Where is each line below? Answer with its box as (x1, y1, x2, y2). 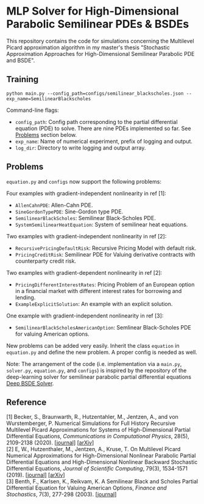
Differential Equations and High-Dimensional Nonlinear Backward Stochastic (6, 458, 198, 466)
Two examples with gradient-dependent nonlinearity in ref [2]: (6, 269, 163, 276)
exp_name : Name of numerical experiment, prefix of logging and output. (15, 137, 193, 145)
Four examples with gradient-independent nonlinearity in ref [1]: (6, 190, 166, 197)
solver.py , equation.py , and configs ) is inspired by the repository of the (6, 367, 187, 374)
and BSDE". (6, 57, 35, 64)
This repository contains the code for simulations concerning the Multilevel (6, 37, 194, 44)
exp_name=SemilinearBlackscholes (6, 95, 91, 102)
